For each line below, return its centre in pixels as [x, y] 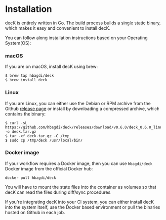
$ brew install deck [26, 80]
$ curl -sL [16, 123]
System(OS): [18, 43]
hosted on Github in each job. [35, 212]
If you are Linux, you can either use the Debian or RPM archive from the [78, 103]
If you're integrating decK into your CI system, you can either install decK [80, 202]
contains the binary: [25, 114]
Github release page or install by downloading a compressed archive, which [82, 109]
